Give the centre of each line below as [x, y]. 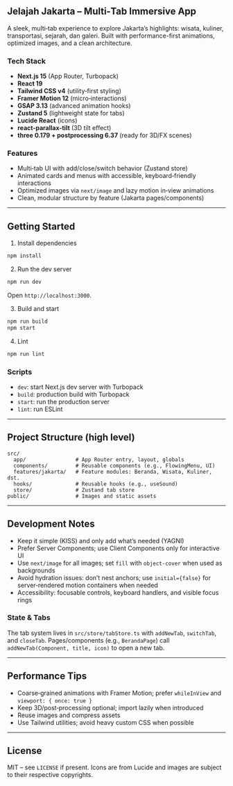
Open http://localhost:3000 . [50, 295]
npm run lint [26, 354]
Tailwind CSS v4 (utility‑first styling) [69, 91]
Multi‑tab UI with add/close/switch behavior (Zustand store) [103, 168]
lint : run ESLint [40, 409]
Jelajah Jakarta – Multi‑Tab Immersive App [102, 11]
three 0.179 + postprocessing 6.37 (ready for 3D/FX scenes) [104, 136]
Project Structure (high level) [71, 438]
